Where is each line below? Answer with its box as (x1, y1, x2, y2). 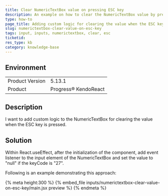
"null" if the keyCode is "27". (5, 160, 64, 166)
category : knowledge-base (5, 45, 59, 50)
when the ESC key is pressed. (5, 122, 66, 128)
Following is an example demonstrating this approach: (5, 170, 116, 176)
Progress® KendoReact (50, 86, 105, 93)
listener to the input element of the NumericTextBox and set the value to (5, 155, 153, 161)
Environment (5, 63, 46, 72)
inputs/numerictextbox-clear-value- (86, 179, 160, 186)
